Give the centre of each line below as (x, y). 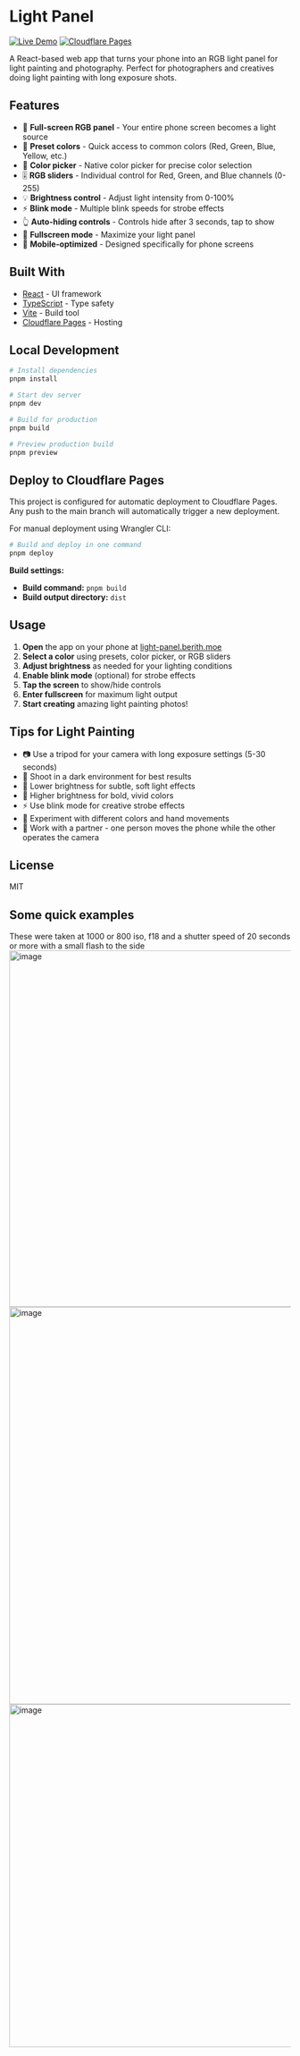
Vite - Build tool (51, 312)
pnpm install (33, 379)
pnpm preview (33, 452)
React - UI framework (62, 293)
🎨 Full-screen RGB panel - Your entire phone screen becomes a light (149, 127)
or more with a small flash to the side (77, 946)
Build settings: (37, 570)
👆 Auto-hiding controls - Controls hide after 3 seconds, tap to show (148, 222)
